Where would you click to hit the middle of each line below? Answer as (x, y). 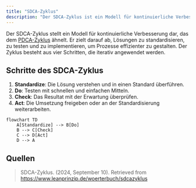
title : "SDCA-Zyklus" (32, 11)
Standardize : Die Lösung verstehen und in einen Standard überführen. (99, 85)
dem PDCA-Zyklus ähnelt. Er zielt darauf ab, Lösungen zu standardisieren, (95, 40)
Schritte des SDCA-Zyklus (55, 70)
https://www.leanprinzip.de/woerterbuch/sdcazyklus (84, 179)
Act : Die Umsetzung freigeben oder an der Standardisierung (87, 103)
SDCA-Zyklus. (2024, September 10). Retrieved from (83, 172)
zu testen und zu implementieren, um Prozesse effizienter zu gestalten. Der (97, 46)
